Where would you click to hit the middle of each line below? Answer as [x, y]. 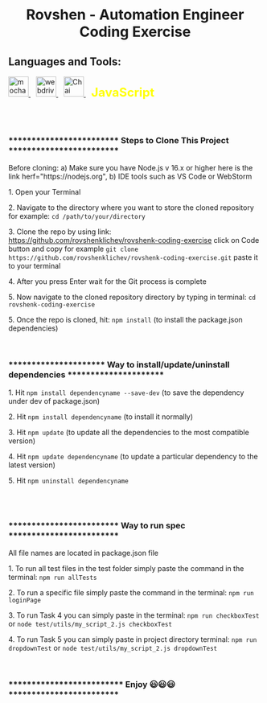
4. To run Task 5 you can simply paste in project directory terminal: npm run [133, 639]
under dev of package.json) [54, 401]
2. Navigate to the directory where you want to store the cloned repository [131, 208]
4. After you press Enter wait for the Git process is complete [107, 282]
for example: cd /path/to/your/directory [77, 216]
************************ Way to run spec [97, 525]
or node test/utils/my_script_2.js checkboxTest [90, 623]
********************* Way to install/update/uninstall [119, 365]
